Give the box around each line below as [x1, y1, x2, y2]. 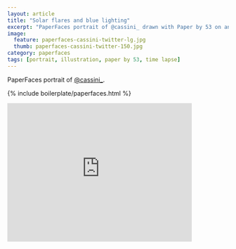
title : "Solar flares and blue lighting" [7, 17, 131, 24]
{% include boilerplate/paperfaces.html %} [7, 89, 131, 97]
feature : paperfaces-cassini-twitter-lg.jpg [13, 37, 146, 44]
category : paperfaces [7, 50, 71, 57]
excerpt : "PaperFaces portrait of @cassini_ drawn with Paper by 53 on [7, 23, 221, 30]
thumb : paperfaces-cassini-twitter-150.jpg [13, 43, 143, 50]
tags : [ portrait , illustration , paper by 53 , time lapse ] [7, 56, 181, 63]
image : [7, 30, 27, 37]
